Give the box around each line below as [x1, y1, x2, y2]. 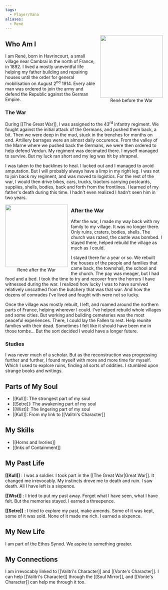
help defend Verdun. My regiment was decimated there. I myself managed [5, 147, 158, 153]
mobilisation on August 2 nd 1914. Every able [5, 79, 95, 86]
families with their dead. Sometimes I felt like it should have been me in [5, 322, 151, 328]
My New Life [5, 527, 45, 536]
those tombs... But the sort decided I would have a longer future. [5, 328, 138, 334]
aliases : [5, 16, 23, 21]
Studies [5, 340, 24, 347]
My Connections [5, 555, 58, 563]
